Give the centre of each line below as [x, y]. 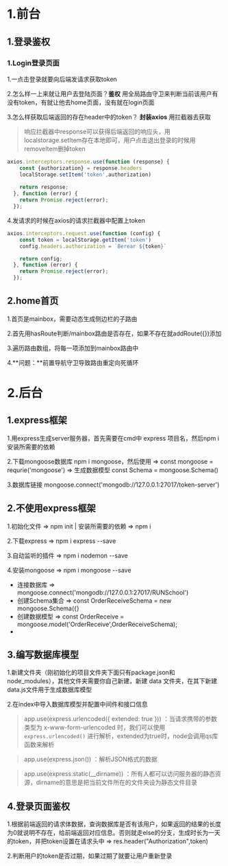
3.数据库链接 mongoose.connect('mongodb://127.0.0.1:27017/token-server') [113, 485]
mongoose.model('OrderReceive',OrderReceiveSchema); [97, 624]
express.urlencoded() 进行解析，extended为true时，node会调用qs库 [121, 736]
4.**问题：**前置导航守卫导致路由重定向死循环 [73, 362]
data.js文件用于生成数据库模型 [50, 690]
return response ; [44, 187]
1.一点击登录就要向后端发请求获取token [62, 79]
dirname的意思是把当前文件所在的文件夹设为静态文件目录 [116, 782]
